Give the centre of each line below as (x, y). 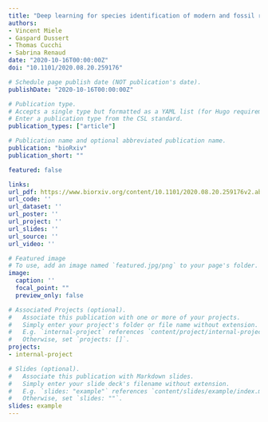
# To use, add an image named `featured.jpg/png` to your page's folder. (134, 266)
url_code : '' (30, 199)
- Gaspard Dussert (39, 38)
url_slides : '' (33, 229)
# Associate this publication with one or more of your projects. (124, 317)
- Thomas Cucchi (35, 46)
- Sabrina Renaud (37, 53)
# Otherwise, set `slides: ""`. (66, 399)
